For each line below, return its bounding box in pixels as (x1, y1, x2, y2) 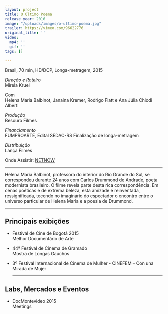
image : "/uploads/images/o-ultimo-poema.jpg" (5, 21, 101, 26)
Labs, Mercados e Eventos (5, 285, 89, 293)
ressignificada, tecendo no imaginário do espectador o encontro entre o (5, 193, 153, 199)
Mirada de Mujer (12, 266, 46, 272)
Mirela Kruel (5, 82, 30, 88)
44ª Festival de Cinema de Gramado (12, 245, 87, 251)
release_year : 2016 (5, 16, 46, 21)
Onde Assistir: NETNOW (5, 157, 55, 163)
